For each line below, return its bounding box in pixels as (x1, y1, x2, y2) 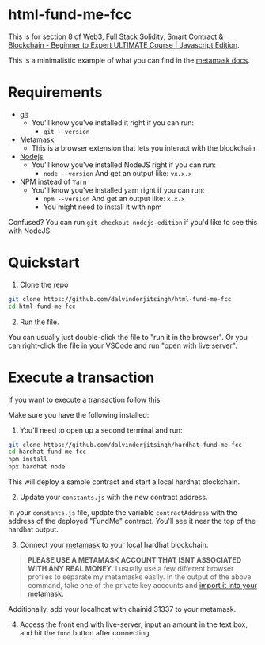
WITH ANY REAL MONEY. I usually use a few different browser (27, 564, 234, 573)
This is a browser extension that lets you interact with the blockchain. (31, 143, 257, 152)
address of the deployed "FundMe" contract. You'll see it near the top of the (8, 517, 256, 525)
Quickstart (8, 254, 81, 272)
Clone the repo (19, 280, 69, 289)
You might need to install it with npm (43, 202, 162, 212)
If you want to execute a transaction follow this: (8, 395, 162, 404)
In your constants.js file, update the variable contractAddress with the (8, 508, 237, 517)
